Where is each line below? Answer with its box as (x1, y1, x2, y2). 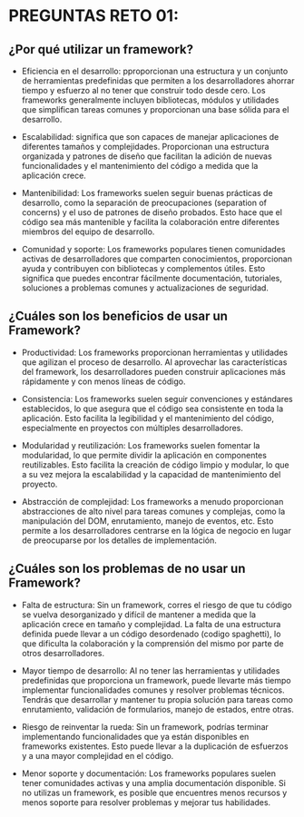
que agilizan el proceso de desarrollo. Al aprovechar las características (21, 356, 288, 368)
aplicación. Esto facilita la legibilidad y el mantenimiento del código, (21, 412, 274, 423)
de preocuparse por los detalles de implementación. (21, 535, 217, 546)
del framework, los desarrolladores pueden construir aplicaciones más (21, 366, 287, 377)
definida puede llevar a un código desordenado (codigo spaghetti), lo (21, 628, 281, 639)
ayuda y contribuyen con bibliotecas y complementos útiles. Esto (21, 263, 266, 273)
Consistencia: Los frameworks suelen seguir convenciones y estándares (21, 393, 293, 404)
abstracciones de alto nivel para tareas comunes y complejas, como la (21, 506, 286, 517)
